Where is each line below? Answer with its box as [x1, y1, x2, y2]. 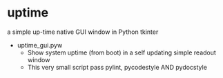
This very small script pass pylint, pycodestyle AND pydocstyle [27, 63, 207, 71]
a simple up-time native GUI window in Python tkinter [7, 28, 159, 36]
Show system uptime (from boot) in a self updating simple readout [27, 48, 216, 57]
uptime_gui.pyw [17, 41, 63, 49]
